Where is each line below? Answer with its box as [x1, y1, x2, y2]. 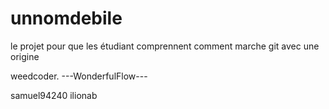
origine [10, 50, 40, 62]
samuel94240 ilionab [10, 89, 98, 101]
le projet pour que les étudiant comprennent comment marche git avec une [10, 40, 320, 52]
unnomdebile [10, 7, 123, 30]
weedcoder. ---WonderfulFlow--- [10, 70, 148, 82]
